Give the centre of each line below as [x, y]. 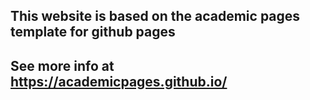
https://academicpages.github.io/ [119, 81]
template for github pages [93, 32]
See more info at [62, 65]
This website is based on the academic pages [155, 16]
